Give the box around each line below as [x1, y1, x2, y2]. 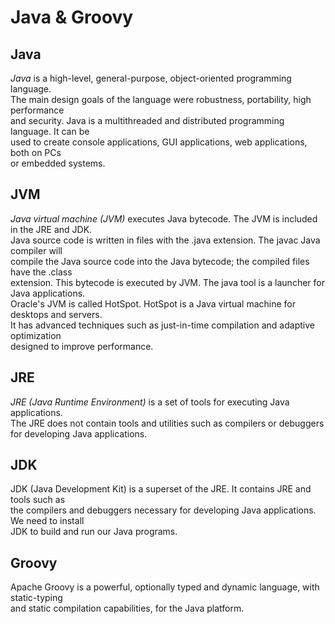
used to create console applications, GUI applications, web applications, [10, 136, 308, 148]
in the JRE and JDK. [10, 223, 93, 235]
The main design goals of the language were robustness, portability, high [10, 94, 312, 105]
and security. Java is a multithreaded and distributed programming [10, 115, 285, 126]
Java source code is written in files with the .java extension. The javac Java [10, 234, 321, 246]
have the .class [10, 266, 73, 278]
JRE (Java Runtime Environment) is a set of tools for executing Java [10, 396, 290, 408]
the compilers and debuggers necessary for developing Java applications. [10, 504, 317, 516]
